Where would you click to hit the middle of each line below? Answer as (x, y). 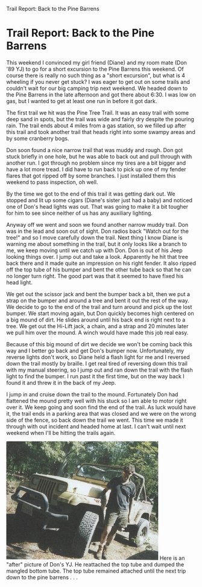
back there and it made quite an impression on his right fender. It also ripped (101, 263)
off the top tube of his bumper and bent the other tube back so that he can (99, 269)
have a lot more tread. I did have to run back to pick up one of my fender (96, 169)
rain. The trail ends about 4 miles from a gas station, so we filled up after (96, 125)
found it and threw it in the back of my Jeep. (61, 382)
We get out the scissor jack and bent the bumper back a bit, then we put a (98, 294)
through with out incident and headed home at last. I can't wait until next (96, 426)
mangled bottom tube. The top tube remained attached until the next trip (96, 571)
